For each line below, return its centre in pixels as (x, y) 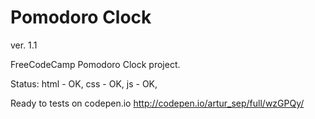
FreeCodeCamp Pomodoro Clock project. (95, 64)
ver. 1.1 (24, 45)
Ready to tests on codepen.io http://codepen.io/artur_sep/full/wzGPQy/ (157, 103)
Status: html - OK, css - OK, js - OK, (84, 83)
